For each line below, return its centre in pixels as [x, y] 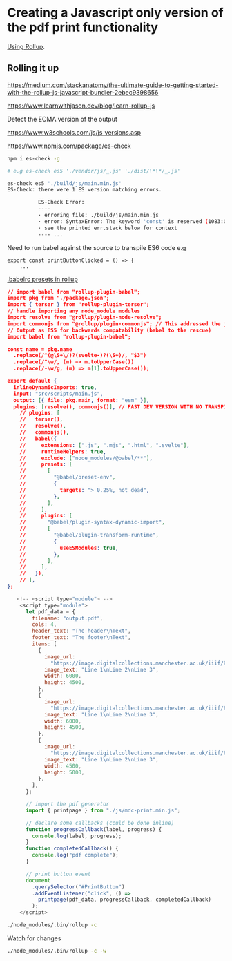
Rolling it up [33, 68]
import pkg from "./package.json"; [58, 298]
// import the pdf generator [67, 804]
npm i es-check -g [33, 158]
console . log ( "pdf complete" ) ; [75, 855]
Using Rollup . [26, 46]
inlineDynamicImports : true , [55, 387]
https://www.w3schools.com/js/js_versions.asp [74, 132]
